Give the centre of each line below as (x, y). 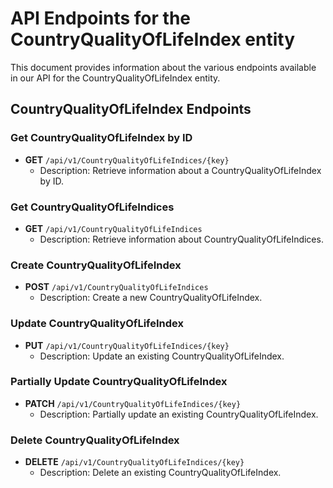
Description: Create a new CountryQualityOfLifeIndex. (151, 298)
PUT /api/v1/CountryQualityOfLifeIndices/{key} (127, 345)
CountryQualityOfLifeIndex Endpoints (131, 109)
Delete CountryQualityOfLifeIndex (95, 440)
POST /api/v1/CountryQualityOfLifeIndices (116, 287)
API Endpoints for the (101, 18)
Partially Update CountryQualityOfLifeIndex (119, 382)
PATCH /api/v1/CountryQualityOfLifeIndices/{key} (133, 403)
